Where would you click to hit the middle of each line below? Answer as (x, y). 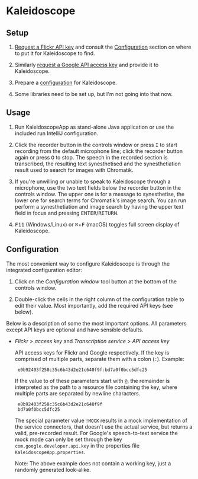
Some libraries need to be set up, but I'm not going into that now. (94, 94)
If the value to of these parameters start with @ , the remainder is (92, 381)
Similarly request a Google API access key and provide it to (87, 65)
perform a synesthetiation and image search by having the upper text (99, 206)
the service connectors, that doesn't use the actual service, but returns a (103, 427)
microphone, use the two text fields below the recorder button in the (98, 187)
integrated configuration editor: (44, 270)
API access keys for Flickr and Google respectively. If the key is (92, 352)
